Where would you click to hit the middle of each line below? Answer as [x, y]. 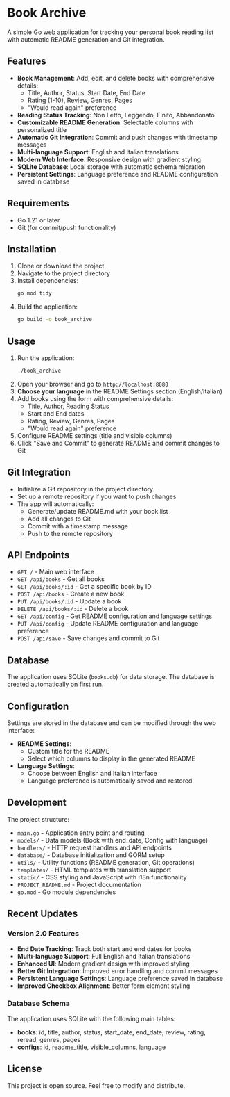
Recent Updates [43, 914]
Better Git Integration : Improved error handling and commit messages [117, 970]
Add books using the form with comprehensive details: [95, 398]
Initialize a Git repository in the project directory [85, 489]
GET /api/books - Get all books [61, 579]
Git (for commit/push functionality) [67, 227]
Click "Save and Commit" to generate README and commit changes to [118, 443]
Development [37, 803]
